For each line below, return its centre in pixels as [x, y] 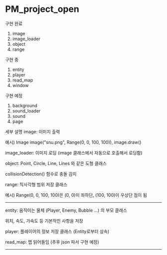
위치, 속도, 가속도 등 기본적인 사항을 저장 [44, 221]
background [25, 105]
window [20, 85]
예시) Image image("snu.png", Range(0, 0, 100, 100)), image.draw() [73, 142]
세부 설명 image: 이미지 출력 [33, 131]
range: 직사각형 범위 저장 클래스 [36, 184]
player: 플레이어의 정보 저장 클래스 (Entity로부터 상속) [57, 231]
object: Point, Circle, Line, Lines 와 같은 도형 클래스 [56, 163]
